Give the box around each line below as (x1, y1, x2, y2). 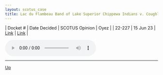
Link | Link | (5, 30, 28, 36)
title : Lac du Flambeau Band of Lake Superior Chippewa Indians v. (5, 12, 145, 16)
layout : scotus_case (5, 7, 47, 12)
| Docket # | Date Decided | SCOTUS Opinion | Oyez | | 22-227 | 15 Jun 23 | (5, 25, 156, 30)
